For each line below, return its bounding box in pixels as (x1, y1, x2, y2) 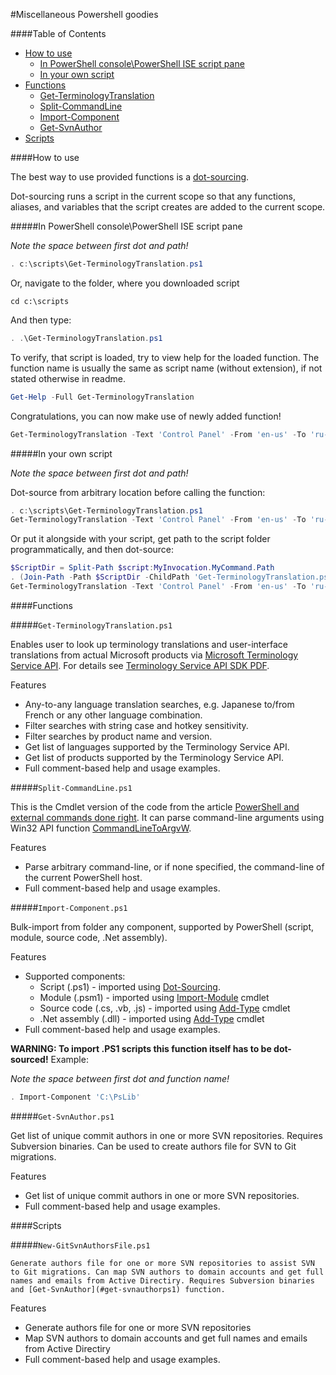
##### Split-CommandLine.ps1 (10, 781, 133, 793)
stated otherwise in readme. (10, 372, 126, 384)
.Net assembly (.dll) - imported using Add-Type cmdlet (39, 1012, 265, 1024)
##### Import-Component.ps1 (10, 901, 128, 913)
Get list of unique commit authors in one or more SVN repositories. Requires (10, 1129, 323, 1141)
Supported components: (24, 970, 126, 982)
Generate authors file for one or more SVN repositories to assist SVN (10, 1258, 315, 1268)
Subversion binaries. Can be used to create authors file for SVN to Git (10, 1140, 297, 1152)
